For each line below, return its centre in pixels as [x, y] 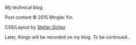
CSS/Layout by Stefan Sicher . [36, 27]
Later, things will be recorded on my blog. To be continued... [68, 37]
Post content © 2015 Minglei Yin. [39, 17]
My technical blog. [24, 7]
